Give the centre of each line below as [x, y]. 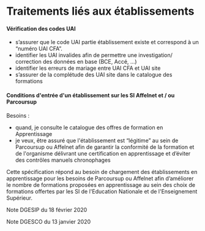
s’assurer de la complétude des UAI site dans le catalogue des [94, 75]
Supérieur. [19, 198]
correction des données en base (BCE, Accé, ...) [76, 62]
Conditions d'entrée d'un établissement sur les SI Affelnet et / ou [91, 95]
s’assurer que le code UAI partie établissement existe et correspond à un [107, 42]
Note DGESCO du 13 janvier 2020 [49, 221]
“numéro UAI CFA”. [39, 49]
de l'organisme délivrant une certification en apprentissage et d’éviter [103, 153]
